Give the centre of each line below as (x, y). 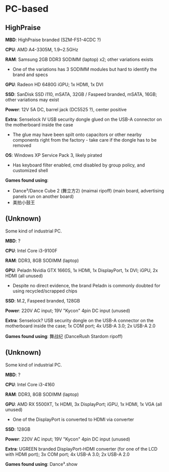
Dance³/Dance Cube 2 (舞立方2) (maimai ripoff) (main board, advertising (88, 191)
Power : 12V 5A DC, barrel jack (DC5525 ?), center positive (66, 109)
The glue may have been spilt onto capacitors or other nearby (77, 134)
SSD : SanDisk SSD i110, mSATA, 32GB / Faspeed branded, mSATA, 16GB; (81, 94)
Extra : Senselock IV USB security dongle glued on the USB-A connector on (83, 119)
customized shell (30, 170)
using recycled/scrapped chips (45, 291)
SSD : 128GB (18, 429)
